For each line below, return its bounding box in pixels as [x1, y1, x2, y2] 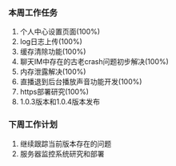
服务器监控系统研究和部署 [19, 148, 105, 158]
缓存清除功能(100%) [19, 47, 86, 57]
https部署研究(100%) [19, 87, 90, 97]
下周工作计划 [8, 119, 58, 130]
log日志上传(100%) [19, 37, 82, 47]
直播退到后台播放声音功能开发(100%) [19, 77, 142, 87]
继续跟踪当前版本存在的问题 [19, 139, 112, 148]
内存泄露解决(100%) [19, 67, 86, 77]
